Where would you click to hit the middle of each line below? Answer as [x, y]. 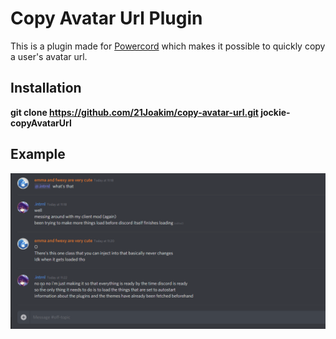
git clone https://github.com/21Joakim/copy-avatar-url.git [134, 112]
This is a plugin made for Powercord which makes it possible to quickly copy [168, 46]
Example [38, 154]
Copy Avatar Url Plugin [106, 18]
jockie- [275, 112]
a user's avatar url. [49, 56]
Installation [46, 88]
